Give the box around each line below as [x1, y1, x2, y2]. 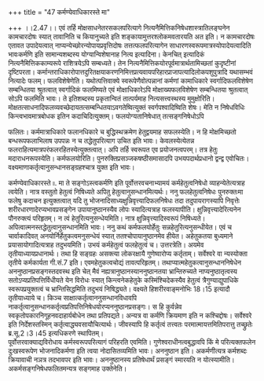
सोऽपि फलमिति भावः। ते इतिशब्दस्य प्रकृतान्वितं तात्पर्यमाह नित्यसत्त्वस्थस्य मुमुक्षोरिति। [8, 94, 215, 103]
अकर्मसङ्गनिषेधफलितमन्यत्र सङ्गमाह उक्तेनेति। [8, 364, 127, 373]
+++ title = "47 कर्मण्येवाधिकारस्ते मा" [8, 8, 110, 16]
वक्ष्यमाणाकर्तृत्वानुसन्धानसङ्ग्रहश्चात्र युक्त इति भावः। [8, 163, 135, 172]
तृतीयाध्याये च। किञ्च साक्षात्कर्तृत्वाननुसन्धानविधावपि [8, 293, 137, 302]
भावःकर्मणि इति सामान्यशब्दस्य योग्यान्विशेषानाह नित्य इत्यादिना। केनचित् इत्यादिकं [8, 49, 205, 59]
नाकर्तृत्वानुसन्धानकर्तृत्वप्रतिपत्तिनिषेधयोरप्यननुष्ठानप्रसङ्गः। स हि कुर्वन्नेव [8, 302, 182, 311]
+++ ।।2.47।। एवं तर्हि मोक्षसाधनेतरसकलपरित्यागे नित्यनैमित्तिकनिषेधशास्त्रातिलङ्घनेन [8, 24, 230, 32]
